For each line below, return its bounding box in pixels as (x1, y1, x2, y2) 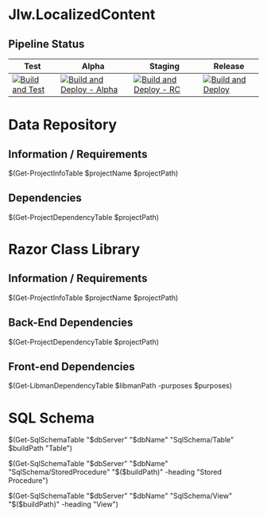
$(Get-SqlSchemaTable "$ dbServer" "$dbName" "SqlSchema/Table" (8, 435, 234, 445)
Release (213, 61, 245, 71)
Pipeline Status (8, 37, 85, 51)
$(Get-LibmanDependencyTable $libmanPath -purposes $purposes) (8, 381, 233, 391)
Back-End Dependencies (8, 316, 133, 330)
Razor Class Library (8, 241, 141, 258)
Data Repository (8, 116, 118, 134)
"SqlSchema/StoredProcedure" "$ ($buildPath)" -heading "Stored (8, 467, 222, 477)
